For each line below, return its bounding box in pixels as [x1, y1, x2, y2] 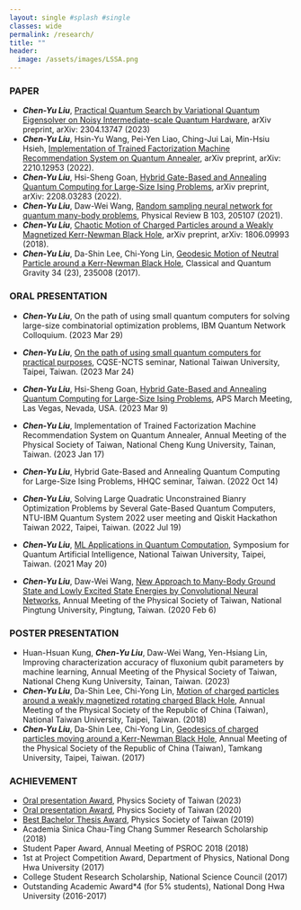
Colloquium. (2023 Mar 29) [22, 329, 123, 340]
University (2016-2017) [22, 891, 108, 902]
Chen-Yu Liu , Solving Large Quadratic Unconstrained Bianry [22, 493, 247, 504]
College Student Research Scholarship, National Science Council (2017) [22, 871, 288, 882]
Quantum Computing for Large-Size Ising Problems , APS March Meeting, [22, 393, 293, 404]
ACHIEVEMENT [9, 774, 78, 787]
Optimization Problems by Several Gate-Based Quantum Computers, [22, 503, 276, 513]
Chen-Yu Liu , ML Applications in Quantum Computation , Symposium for [22, 539, 290, 549]
